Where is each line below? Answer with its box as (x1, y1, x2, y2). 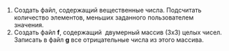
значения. (13, 21, 44, 29)
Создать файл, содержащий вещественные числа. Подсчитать (13, 6, 202, 14)
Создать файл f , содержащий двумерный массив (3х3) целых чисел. (13, 28, 222, 36)
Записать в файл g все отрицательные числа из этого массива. (13, 36, 204, 44)
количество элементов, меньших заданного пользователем (13, 13, 194, 22)
